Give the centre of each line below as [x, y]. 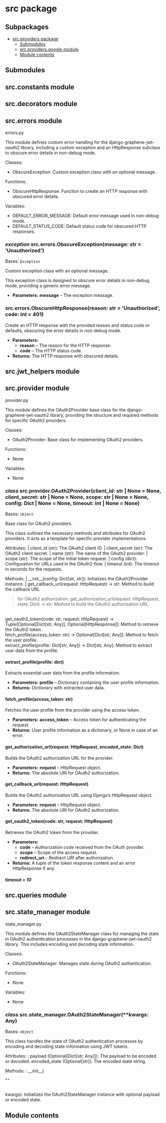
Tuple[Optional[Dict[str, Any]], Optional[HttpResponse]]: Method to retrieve [82, 624]
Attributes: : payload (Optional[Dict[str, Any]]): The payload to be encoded [81, 1056]
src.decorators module [41, 104]
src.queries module [36, 895]
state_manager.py [23, 924]
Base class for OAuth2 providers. [39, 524]
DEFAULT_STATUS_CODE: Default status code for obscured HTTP [79, 226]
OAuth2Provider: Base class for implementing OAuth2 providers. [78, 440]
